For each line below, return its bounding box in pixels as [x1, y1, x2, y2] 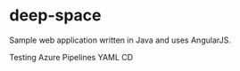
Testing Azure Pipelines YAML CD [9, 51, 134, 62]
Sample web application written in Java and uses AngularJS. [9, 35, 232, 45]
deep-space [9, 5, 102, 26]
